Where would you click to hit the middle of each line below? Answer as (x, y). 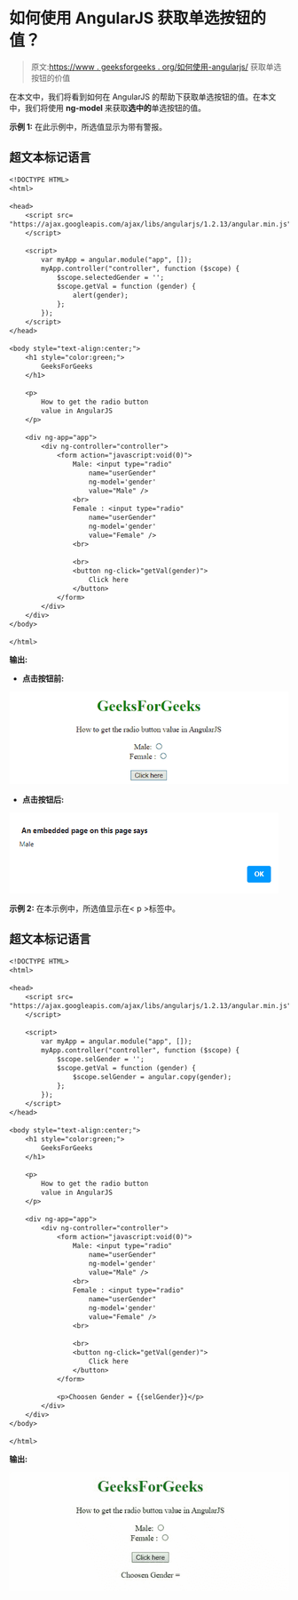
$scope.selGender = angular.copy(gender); (152, 1076)
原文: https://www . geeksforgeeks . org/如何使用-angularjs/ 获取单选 (156, 67)
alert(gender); (100, 295)
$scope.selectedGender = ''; (110, 277)
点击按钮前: (43, 678)
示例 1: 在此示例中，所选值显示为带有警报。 (88, 126)
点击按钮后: (43, 799)
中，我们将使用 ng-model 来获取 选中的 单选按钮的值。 (108, 108)
